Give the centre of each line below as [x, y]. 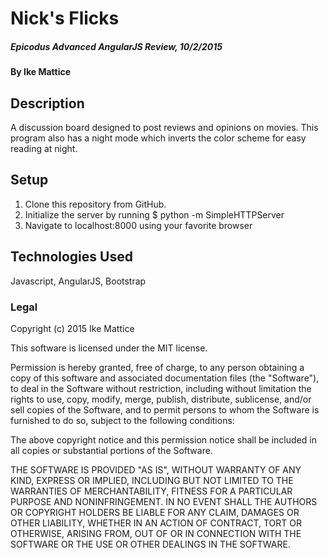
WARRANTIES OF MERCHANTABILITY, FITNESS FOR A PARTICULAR [151, 491]
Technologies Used [71, 257]
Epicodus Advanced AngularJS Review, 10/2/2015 [116, 46]
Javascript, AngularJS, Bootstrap [78, 281]
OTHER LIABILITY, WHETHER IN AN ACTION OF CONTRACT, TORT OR [156, 523]
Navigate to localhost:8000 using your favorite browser [138, 225]
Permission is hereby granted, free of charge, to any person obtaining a [157, 367]
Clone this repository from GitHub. [95, 204]
